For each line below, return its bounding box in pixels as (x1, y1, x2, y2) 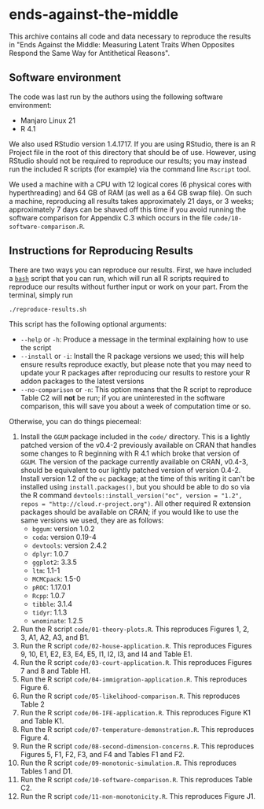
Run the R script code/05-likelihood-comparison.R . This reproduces (20, 691, 240, 701)
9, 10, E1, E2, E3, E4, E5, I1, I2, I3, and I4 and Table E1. (20, 649, 193, 659)
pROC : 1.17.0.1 (31, 582, 71, 592)
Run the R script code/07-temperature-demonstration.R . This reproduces (20, 725, 255, 734)
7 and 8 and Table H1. (20, 667, 91, 676)
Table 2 (20, 700, 46, 709)
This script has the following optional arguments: (9, 320, 167, 329)
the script (20, 343, 52, 353)
